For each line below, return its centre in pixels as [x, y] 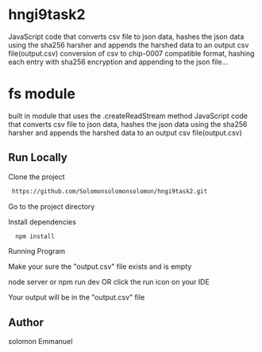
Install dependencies [42, 222]
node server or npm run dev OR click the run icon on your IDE [109, 282]
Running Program [37, 251]
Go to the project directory [52, 206]
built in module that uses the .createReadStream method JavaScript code [128, 116]
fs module [42, 94]
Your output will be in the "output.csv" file [77, 297]
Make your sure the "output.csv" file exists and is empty [100, 266]
